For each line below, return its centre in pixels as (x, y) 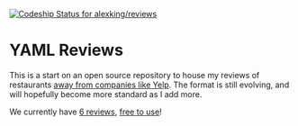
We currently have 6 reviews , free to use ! (86, 112)
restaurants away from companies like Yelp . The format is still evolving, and (149, 85)
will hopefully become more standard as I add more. (106, 94)
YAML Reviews (67, 50)
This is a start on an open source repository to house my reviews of (135, 75)
